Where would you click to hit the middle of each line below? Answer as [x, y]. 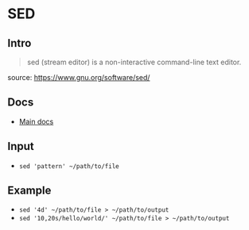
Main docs [36, 121]
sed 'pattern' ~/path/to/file [69, 166]
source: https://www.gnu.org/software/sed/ [79, 77]
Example [29, 191]
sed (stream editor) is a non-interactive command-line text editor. [134, 62]
